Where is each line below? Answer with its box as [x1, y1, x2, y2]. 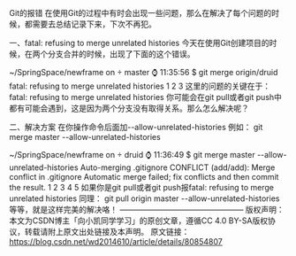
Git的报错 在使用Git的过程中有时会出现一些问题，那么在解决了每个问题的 [9, 8, 272, 18]
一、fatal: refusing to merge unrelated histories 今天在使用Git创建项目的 [9, 38, 269, 48]
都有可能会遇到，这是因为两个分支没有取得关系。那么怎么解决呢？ [9, 103, 249, 113]
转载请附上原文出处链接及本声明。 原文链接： [24, 227, 190, 237]
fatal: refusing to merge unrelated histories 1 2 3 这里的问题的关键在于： [9, 81, 271, 91]
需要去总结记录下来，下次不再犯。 [32, 19, 156, 29]
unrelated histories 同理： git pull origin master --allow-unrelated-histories [9, 193, 280, 204]
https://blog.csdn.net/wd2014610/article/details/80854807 [9, 237, 223, 246]
